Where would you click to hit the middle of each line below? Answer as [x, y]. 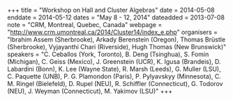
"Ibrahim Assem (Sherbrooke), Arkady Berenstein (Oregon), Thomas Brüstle [116, 40]
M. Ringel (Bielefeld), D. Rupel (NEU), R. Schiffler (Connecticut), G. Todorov [115, 84]
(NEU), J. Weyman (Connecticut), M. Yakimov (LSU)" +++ [90, 91]
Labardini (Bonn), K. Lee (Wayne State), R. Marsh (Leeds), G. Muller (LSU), [114, 69]
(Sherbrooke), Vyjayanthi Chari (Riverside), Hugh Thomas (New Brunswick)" [117, 47]
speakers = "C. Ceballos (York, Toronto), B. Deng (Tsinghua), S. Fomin [108, 54]
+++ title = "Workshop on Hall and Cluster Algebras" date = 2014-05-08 [111, 10]
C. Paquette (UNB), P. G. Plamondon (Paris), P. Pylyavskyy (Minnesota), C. [114, 76]
